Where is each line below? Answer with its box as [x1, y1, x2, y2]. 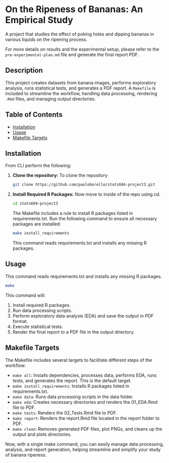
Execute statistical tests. [12, 323, 63, 330]
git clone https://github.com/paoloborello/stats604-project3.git [12, 182, 155, 188]
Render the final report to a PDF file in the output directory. [12, 329, 135, 335]
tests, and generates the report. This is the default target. [12, 378, 132, 384]
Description [5, 66, 43, 75]
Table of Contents [5, 110, 63, 119]
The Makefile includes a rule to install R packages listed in [12, 210, 133, 216]
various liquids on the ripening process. [5, 36, 87, 42]
